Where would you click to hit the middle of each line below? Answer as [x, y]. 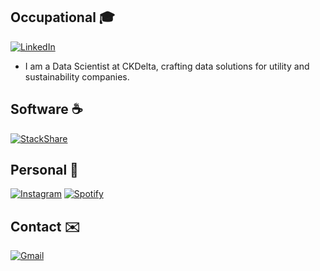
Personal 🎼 [44, 170]
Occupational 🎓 [63, 17]
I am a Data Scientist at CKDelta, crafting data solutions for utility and [167, 66]
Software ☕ [46, 109]
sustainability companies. [77, 76]
